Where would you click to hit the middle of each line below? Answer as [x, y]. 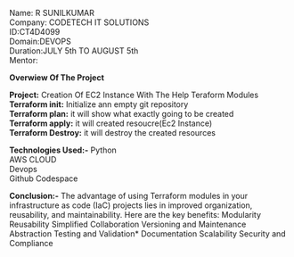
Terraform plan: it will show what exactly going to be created [122, 114]
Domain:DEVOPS [40, 41]
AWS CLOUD [33, 159]
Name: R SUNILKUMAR [52, 13]
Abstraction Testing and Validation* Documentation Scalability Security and [148, 234]
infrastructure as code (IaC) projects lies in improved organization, [131, 205]
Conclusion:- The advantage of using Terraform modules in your [129, 196]
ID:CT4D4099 [35, 32]
